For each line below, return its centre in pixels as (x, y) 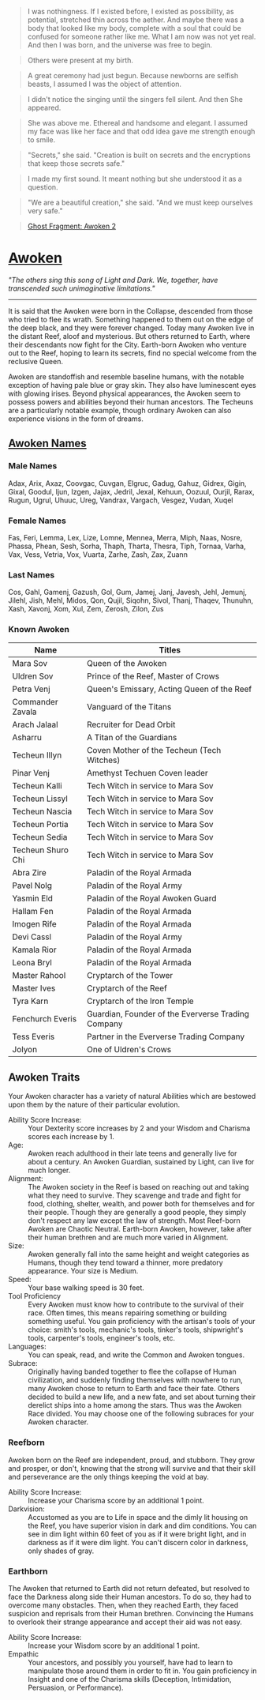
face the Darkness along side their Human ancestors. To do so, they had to (130, 1597)
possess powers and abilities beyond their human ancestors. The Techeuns (131, 401)
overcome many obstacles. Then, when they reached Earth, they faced (123, 1605)
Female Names (37, 521)
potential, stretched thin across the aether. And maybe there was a (136, 20)
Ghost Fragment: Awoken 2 (72, 226)
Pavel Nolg (32, 886)
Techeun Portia (40, 824)
